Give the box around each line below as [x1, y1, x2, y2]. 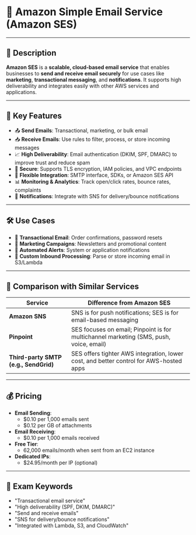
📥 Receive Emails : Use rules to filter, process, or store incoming [14, 136, 170, 143]
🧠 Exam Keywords [6, 482, 73, 492]
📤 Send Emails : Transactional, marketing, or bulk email [14, 127, 148, 134]
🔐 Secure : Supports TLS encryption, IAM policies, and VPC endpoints [14, 165, 182, 172]
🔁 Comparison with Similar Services [6, 281, 139, 291]
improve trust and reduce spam [14, 159, 90, 166]
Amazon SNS [9, 312, 47, 320]
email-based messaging [71, 316, 139, 324]
